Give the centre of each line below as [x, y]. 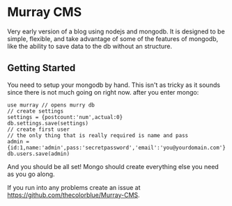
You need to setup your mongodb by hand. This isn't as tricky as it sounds [114, 85]
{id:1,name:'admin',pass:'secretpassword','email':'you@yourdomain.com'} [117, 148]
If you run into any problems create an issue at [74, 187]
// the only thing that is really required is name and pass [98, 135]
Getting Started [41, 68]
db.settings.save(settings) [48, 123]
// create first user [39, 129]
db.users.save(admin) [39, 154]
